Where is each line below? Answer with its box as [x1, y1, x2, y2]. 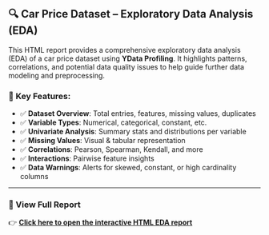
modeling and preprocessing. [8, 70, 106, 80]
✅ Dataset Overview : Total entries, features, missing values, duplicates [19, 109, 256, 118]
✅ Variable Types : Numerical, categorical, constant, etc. [19, 117, 207, 127]
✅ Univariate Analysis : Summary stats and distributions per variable [19, 127, 247, 137]
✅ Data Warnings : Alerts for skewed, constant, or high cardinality [19, 163, 237, 173]
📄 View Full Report [8, 199, 82, 210]
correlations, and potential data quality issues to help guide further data [8, 62, 245, 71]
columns [19, 172, 49, 181]
